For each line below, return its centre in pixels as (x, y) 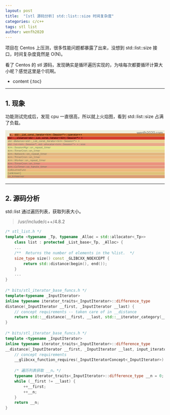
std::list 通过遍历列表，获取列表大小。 (45, 212)
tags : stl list (21, 27)
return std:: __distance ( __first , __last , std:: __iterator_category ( (88, 317)
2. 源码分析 (23, 198)
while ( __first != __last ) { (45, 381)
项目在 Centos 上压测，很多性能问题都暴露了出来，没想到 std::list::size (78, 48)
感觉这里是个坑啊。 (38, 71)
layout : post (19, 11)
